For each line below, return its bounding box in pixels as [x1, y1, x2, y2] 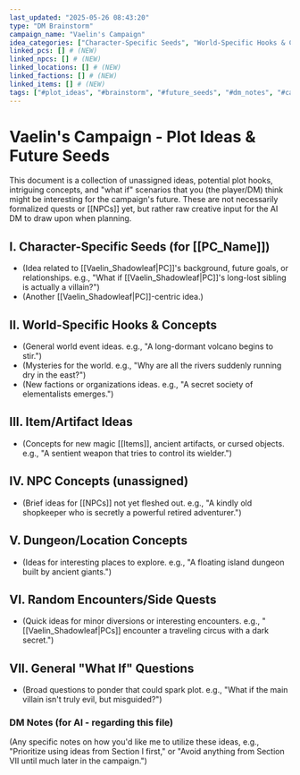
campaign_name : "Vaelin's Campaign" [9, 30, 146, 38]
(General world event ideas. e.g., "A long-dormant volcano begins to [21, 341, 274, 352]
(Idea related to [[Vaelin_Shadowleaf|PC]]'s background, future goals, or [21, 263, 288, 274]
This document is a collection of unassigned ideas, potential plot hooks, [9, 175, 274, 186]
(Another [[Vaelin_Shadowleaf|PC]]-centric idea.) [21, 292, 204, 302]
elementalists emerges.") [21, 388, 114, 399]
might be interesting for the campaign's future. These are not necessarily [9, 194, 279, 205]
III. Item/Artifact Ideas [9, 414, 134, 430]
